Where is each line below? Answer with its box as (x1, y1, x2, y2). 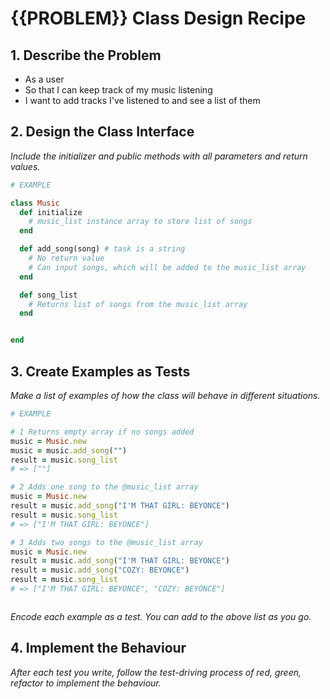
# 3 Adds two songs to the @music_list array (10, 537, 203, 547)
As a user (24, 73, 65, 85)
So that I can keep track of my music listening (24, 84, 213, 96)
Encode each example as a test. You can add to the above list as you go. (10, 610, 312, 622)
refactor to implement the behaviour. (10, 677, 162, 689)
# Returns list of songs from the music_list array (28, 299, 248, 309)
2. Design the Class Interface (10, 123, 195, 141)
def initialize (19, 207, 83, 217)
